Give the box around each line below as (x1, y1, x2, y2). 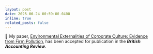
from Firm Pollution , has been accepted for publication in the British (5, 39, 141, 44)
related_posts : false (5, 20, 49, 25)
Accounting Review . (5, 43, 46, 49)
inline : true (5, 16, 31, 21)
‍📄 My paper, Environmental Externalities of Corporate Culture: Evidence (5, 33, 148, 39)
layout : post (5, 7, 31, 12)
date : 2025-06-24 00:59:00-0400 (5, 11, 70, 16)
